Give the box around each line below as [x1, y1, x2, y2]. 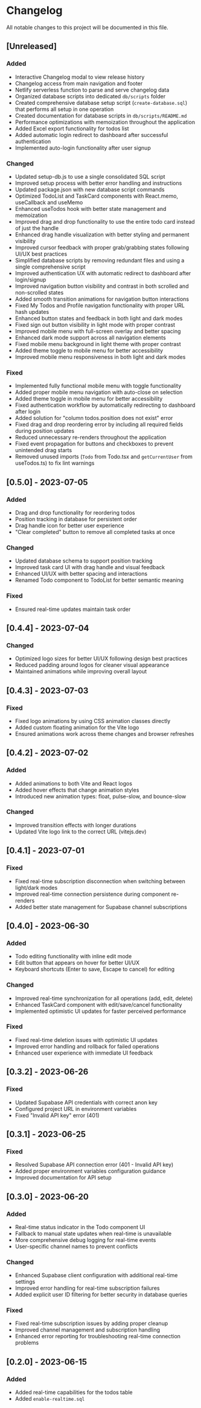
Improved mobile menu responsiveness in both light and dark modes [14, 353, 186, 361]
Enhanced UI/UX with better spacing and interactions [14, 570, 148, 578]
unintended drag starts [14, 447, 72, 454]
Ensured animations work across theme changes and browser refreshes [14, 730, 194, 737]
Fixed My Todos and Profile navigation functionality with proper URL [14, 301, 185, 309]
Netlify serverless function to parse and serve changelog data [14, 86, 170, 93]
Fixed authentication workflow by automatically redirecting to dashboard [14, 401, 196, 409]
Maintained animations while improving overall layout [14, 668, 147, 675]
